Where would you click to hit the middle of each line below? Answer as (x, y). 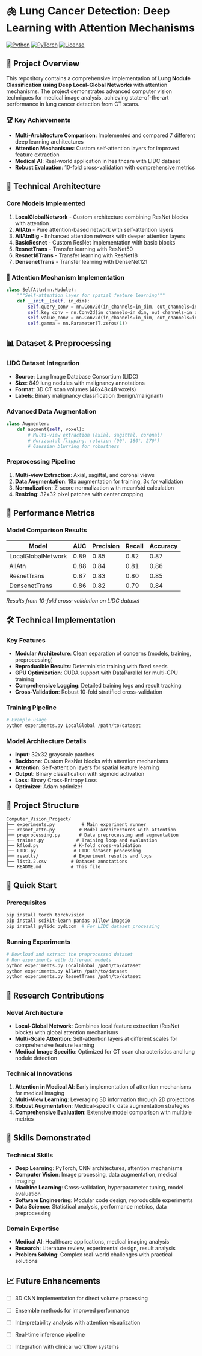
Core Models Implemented (46, 203)
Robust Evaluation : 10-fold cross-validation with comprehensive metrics (105, 168)
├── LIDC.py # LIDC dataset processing (74, 851)
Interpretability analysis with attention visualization (78, 1323)
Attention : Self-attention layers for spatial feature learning (87, 767)
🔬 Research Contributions (55, 995)
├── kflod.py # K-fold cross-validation (74, 846)
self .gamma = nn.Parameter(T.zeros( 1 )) (78, 324)
